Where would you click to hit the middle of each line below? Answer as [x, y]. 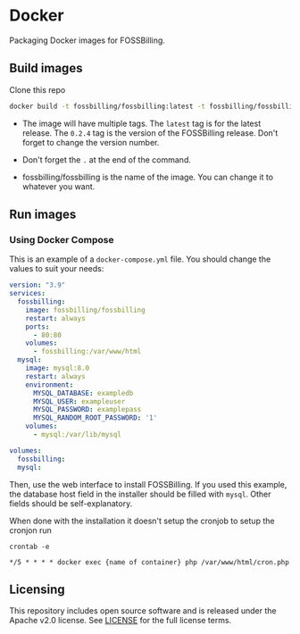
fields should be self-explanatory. [71, 503]
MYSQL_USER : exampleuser [79, 401]
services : [28, 294]
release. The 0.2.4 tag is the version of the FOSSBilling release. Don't [150, 133]
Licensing [37, 589]
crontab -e [29, 546]
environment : [50, 385]
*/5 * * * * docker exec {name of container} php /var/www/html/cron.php [150, 562]
